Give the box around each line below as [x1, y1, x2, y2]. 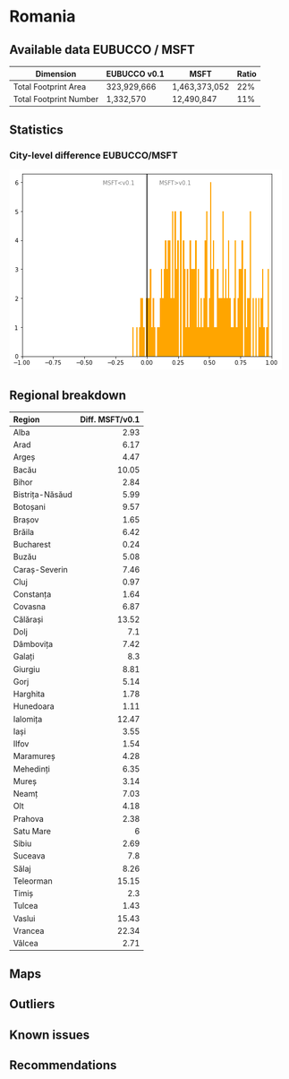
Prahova [13, 813, 45, 824]
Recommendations [9, 1057, 117, 1073]
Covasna [13, 601, 47, 612]
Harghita [13, 688, 46, 699]
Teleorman [13, 876, 53, 886]
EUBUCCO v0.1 [106, 68, 165, 79]
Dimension [35, 68, 77, 79]
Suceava [13, 850, 46, 861]
